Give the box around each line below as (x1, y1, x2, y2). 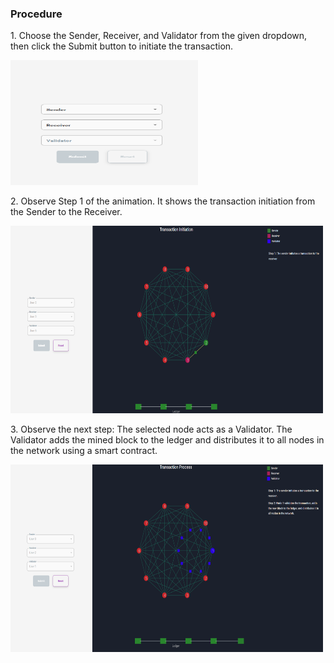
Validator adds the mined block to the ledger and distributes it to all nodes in (10, 434, 325, 446)
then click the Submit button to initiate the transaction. (10, 40, 234, 52)
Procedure (10, 7, 63, 21)
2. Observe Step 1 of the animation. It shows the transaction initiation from (10, 195, 316, 207)
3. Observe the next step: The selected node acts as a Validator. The (10, 423, 293, 436)
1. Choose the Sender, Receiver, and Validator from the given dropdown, (10, 30, 308, 42)
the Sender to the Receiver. (10, 206, 123, 218)
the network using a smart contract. (10, 445, 158, 457)
